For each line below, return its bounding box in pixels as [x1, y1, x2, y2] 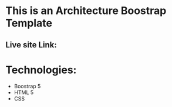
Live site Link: [5, 40, 57, 50]
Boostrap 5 [14, 82, 41, 89]
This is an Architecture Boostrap [5, 4, 167, 18]
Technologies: [5, 63, 77, 77]
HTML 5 [14, 89, 34, 96]
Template [5, 16, 52, 30]
